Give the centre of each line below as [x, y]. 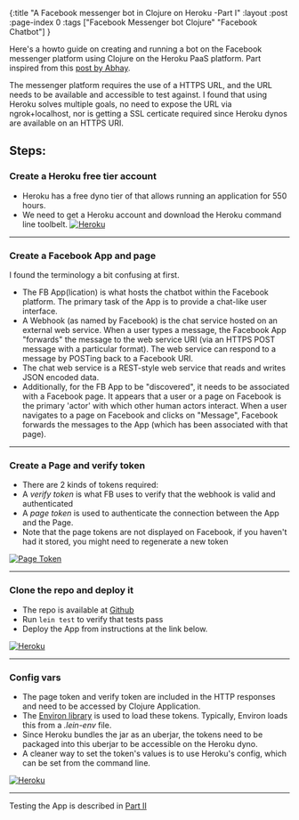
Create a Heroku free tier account [83, 176]
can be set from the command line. [86, 763]
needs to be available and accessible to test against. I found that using [138, 94]
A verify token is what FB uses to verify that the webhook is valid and [149, 494]
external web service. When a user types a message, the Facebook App [154, 329]
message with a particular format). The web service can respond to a [149, 349]
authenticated [48, 504]
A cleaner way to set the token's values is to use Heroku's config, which [154, 753]
